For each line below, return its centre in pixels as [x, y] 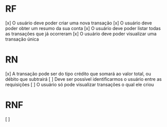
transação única [22, 39]
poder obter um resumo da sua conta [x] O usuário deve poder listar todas [83, 28]
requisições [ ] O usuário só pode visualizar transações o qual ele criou [80, 84]
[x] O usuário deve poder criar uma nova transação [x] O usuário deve [79, 23]
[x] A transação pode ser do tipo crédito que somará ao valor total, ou [78, 74]
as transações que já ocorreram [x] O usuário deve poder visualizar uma [81, 34]
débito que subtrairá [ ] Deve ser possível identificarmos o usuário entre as [83, 79]
